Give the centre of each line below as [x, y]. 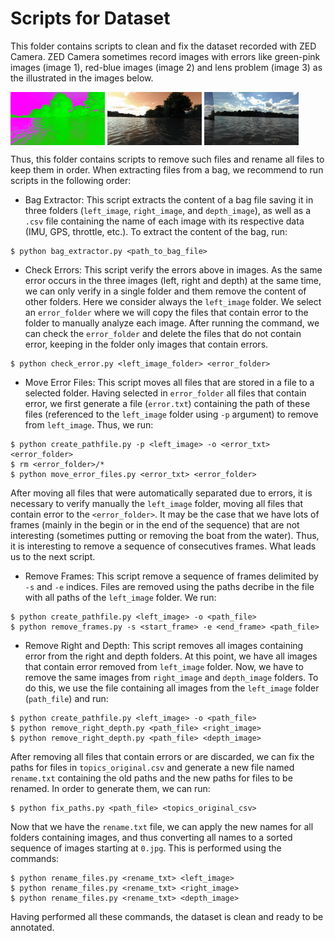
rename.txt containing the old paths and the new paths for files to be [151, 778]
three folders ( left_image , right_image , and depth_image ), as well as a [168, 210]
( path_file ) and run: [66, 698]
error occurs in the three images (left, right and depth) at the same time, [173, 280]
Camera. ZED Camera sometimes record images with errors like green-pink [165, 56]
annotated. [32, 927]
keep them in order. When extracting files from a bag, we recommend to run [167, 169]
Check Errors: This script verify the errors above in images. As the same [173, 269]
